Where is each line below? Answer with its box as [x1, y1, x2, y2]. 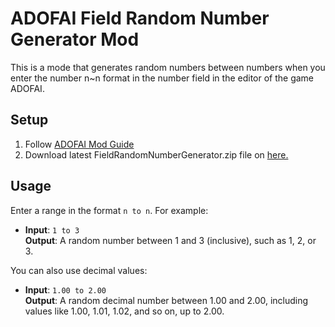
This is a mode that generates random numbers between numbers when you [10, 61, 326, 73]
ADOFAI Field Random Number [10, 7, 270, 30]
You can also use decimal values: [10, 264, 148, 276]
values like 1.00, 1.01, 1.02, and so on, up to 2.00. [24, 305, 225, 317]
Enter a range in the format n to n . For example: [10, 204, 209, 216]
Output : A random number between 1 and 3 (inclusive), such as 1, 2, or [24, 234, 317, 246]
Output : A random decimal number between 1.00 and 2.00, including [24, 294, 309, 306]
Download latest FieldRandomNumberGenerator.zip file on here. [24, 148, 289, 161]
